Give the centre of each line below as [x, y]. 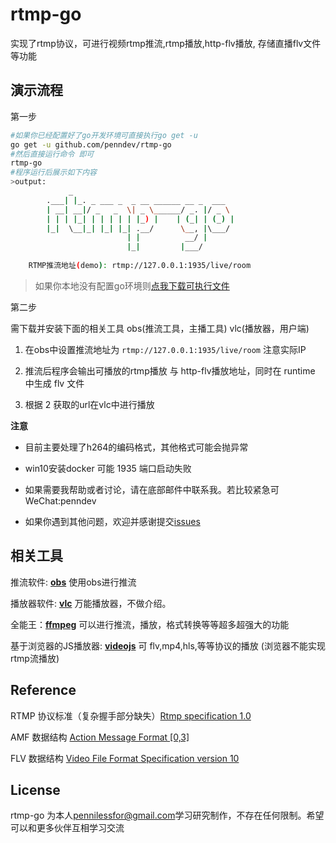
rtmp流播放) [35, 658]
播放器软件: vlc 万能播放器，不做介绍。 [91, 603]
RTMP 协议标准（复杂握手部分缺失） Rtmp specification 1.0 [131, 715]
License [35, 789]
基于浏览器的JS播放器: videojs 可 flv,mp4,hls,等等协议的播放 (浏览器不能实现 [168, 645]
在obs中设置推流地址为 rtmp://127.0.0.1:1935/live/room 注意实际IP [165, 349]
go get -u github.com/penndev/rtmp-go [91, 144]
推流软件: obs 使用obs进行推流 [73, 582]
